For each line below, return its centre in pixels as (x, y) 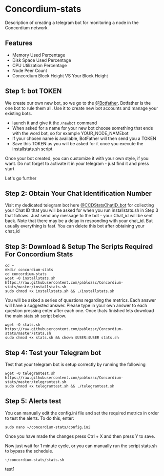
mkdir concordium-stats (29, 270)
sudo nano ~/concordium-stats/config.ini (48, 427)
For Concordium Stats (39, 254)
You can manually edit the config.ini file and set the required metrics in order (82, 413)
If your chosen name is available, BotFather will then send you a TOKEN (84, 138)
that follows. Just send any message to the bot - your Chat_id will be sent (79, 216)
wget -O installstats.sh (30, 278)
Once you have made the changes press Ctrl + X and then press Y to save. (80, 436)
